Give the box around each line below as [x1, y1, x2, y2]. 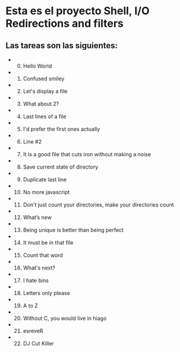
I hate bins [23, 277, 49, 284]
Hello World [23, 62, 52, 69]
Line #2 [23, 138, 42, 145]
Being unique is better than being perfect [23, 227, 124, 233]
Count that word [23, 252, 63, 259]
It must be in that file [23, 239, 74, 246]
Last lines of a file [23, 113, 67, 120]
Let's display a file [23, 88, 68, 94]
